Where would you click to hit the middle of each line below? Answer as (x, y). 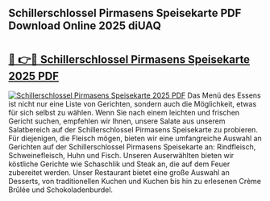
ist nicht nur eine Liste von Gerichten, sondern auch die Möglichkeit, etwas (133, 104)
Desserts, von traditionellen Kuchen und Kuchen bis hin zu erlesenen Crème (135, 181)
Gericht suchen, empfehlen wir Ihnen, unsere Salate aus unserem (117, 121)
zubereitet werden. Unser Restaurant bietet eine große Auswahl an (119, 172)
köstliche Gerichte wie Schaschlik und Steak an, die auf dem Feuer (119, 164)
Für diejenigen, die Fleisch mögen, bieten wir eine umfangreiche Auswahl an (135, 138)
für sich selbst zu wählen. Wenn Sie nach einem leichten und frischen (124, 113)
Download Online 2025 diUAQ (85, 26)
